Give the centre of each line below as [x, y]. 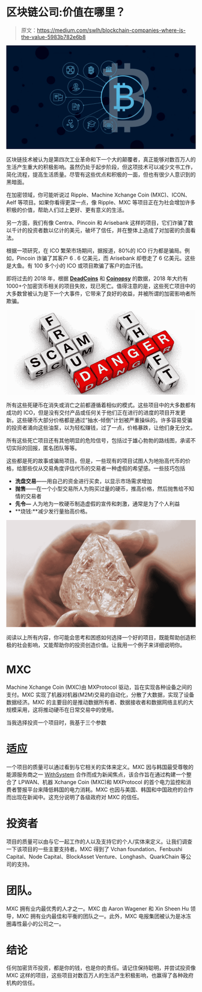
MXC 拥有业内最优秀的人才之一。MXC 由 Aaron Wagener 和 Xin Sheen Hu [98, 908]
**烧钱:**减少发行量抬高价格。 [53, 511]
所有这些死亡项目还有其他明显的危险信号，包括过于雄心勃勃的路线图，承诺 [98, 441]
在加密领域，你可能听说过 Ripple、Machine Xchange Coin [78, 195]
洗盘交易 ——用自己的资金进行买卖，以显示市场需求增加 [83, 481]
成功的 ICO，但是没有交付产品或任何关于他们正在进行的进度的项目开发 [93, 413]
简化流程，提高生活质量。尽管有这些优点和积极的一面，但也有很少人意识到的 [101, 174]
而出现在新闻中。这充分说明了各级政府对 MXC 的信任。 [74, 797]
